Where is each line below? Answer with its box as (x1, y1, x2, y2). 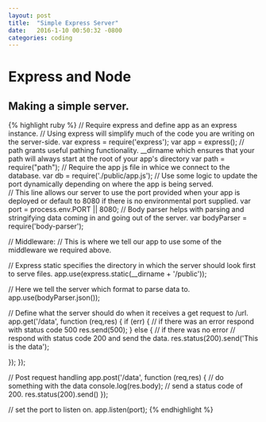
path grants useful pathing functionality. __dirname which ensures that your (8, 146, 255, 155)
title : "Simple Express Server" (8, 19, 119, 27)
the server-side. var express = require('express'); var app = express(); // (8, 137, 245, 147)
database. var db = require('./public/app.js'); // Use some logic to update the (8, 171, 258, 181)
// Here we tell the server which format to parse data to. (8, 285, 191, 294)
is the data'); (8, 342, 50, 351)
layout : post (8, 11, 52, 20)
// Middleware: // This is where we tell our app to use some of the (8, 237, 222, 247)
